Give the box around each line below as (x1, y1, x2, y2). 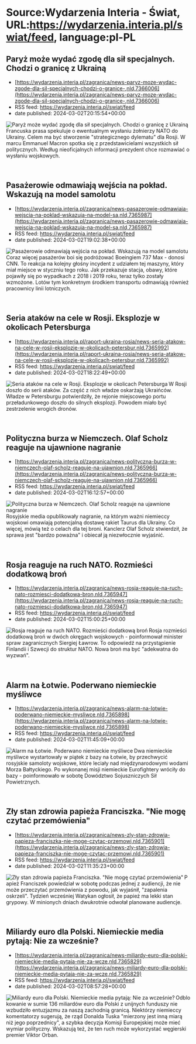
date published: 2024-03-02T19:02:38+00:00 (14, 236, 126, 243)
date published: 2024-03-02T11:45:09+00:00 (14, 736, 125, 743)
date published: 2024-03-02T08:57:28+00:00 (14, 983, 126, 990)
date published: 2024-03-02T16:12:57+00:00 (14, 489, 125, 496)
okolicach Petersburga (6, 322, 91, 332)
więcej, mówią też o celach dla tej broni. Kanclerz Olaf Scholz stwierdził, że (6, 526, 188, 533)
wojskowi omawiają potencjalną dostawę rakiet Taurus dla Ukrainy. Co (6, 519, 176, 526)
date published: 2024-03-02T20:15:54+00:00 (14, 110, 126, 116)
